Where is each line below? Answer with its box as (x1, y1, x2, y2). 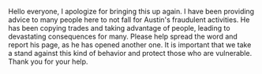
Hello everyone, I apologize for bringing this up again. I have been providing (8, 7, 255, 16)
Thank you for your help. (8, 57, 88, 66)
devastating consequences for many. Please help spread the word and (8, 31, 238, 41)
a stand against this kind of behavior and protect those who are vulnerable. (8, 49, 253, 57)
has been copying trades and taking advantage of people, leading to (8, 24, 230, 32)
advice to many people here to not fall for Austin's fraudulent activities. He (8, 15, 250, 24)
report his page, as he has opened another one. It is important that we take (8, 40, 252, 50)
